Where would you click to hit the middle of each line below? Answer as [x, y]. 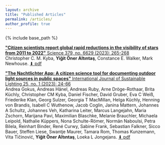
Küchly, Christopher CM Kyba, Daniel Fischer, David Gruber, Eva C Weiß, [80, 94]
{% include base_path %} [31, 38]
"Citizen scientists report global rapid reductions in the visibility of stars [82, 47]
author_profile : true [28, 24]
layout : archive [22, 10]
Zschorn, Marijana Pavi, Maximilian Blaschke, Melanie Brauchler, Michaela [81, 116]
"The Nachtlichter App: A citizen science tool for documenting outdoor [80, 73]
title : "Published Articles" [35, 14]
